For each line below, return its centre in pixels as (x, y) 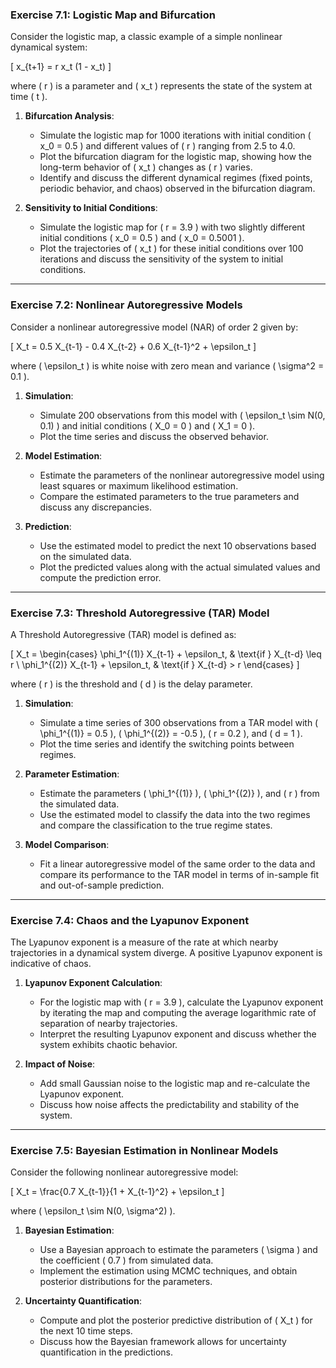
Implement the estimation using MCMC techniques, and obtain (168, 1271)
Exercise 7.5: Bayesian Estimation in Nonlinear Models (144, 1151)
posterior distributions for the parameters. (126, 1282)
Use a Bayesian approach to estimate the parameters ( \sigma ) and (178, 1250)
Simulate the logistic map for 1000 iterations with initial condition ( (175, 135)
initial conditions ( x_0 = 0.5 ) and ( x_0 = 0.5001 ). (142, 238)
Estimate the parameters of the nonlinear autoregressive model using (182, 475)
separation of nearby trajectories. (108, 1024)
